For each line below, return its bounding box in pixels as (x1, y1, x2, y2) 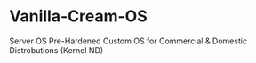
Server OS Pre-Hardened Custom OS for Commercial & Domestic (9, 35, 247, 46)
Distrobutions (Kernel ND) (9, 44, 104, 55)
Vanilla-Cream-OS (9, 6, 148, 27)
